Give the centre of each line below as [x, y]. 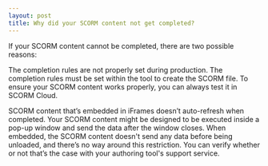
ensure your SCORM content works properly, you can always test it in [123, 87]
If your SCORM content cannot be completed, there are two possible [121, 45]
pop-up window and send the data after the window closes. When [117, 128]
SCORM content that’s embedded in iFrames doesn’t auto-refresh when [126, 111]
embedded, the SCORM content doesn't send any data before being [121, 136]
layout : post [30, 16]
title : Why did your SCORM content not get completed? [102, 23]
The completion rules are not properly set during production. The [116, 69]
